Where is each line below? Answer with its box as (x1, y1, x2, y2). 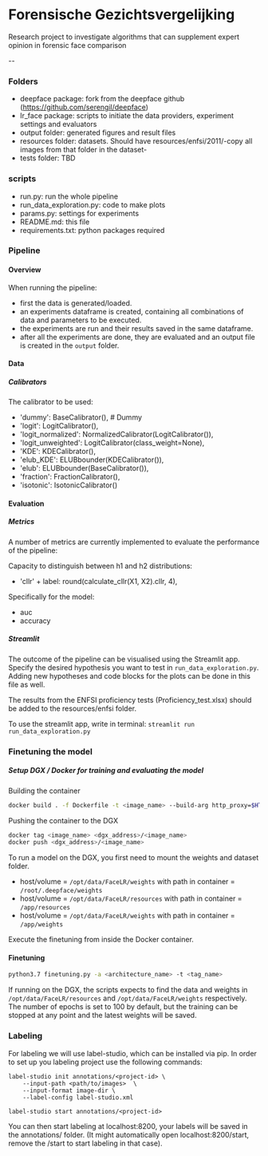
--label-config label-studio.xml (22, 1093, 134, 1102)
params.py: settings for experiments (19, 208, 140, 218)
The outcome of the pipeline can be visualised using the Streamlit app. (8, 654, 241, 664)
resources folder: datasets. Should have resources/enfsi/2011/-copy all (19, 136, 253, 146)
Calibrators (8, 377, 47, 386)
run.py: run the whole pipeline (19, 191, 119, 201)
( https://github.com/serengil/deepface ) (19, 102, 149, 112)
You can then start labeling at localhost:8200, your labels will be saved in (8, 1121, 249, 1130)
